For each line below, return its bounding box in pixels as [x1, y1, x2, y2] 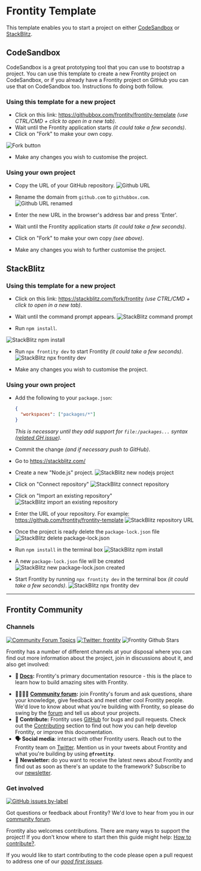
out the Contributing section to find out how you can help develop [14, 722, 178, 729]
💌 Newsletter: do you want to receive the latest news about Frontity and [14, 756, 193, 763]
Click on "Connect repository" [14, 480, 90, 488]
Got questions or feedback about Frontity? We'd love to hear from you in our [6, 809, 194, 816]
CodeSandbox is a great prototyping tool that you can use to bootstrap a [6, 63, 185, 71]
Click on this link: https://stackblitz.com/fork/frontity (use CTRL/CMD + [14, 295, 190, 303]
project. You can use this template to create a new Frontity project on [6, 70, 176, 77]
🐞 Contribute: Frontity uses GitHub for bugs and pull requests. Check [14, 715, 187, 723]
